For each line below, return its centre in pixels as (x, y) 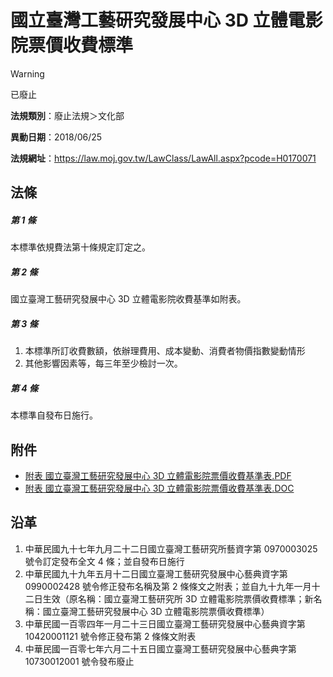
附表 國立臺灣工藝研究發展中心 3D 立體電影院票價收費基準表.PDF (158, 476)
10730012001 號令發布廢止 (79, 661)
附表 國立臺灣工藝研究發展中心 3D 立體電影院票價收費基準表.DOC (159, 488)
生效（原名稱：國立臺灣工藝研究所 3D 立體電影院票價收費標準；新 (178, 598)
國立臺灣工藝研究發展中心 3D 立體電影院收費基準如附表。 (128, 299)
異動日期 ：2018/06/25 (56, 137)
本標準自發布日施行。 (54, 415)
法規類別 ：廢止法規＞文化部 (67, 115)
